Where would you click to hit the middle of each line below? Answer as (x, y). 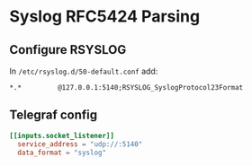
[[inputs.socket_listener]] (62, 135)
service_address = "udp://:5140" (80, 144)
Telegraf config (53, 115)
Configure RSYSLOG (68, 50)
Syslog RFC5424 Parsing (105, 17)
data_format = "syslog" (62, 153)
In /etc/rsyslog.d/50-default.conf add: (84, 71)
